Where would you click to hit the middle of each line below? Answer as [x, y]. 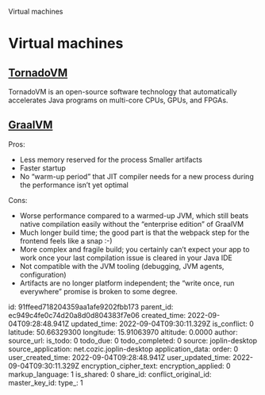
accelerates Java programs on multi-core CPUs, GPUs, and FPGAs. [118, 100]
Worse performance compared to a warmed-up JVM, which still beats [134, 215]
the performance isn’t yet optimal [74, 185]
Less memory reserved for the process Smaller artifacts [111, 159]
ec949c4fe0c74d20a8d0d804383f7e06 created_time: [97, 315]
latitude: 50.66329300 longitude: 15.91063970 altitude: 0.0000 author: [123, 332]
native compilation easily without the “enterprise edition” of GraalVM [132, 224]
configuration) [43, 274]
